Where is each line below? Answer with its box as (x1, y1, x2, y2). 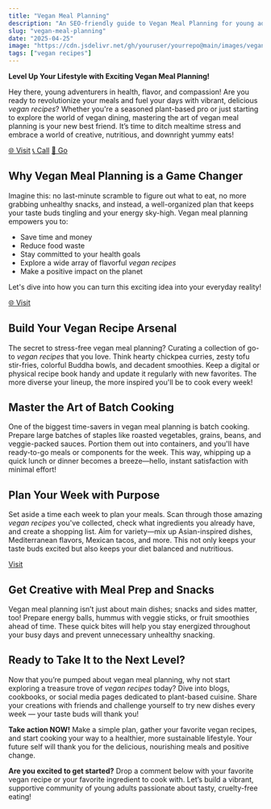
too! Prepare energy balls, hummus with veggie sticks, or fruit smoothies (8, 613, 250, 623)
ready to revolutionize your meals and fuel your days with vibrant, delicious (8, 96, 258, 105)
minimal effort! (8, 465, 56, 474)
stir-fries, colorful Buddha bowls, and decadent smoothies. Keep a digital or (8, 360, 261, 369)
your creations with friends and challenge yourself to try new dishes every (8, 700, 256, 710)
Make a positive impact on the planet (19, 266, 144, 276)
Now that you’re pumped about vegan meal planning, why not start (8, 674, 231, 684)
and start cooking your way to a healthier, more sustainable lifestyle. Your (8, 733, 252, 743)
